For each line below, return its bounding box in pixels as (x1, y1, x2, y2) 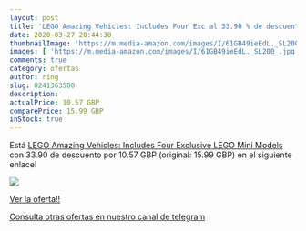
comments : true (9, 55, 67, 65)
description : (9, 89, 59, 98)
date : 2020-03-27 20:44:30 (9, 30, 112, 39)
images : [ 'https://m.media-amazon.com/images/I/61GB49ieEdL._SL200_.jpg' (9, 47, 300, 56)
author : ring (9, 73, 59, 82)
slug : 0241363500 (9, 81, 76, 90)
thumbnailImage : (9, 38, 71, 48)
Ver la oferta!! (9, 194, 61, 205)
